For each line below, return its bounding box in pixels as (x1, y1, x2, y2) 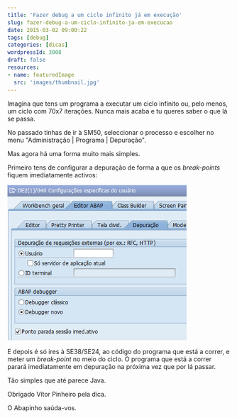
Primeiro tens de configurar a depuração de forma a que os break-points (7, 163, 221, 172)
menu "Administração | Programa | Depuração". (7, 136, 147, 144)
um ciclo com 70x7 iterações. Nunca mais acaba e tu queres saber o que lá (7, 106, 228, 115)
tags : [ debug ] (7, 34, 50, 41)
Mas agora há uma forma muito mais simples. (7, 149, 140, 158)
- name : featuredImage (7, 71, 75, 78)
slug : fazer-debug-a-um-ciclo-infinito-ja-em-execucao (7, 18, 173, 26)
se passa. (7, 114, 35, 123)
